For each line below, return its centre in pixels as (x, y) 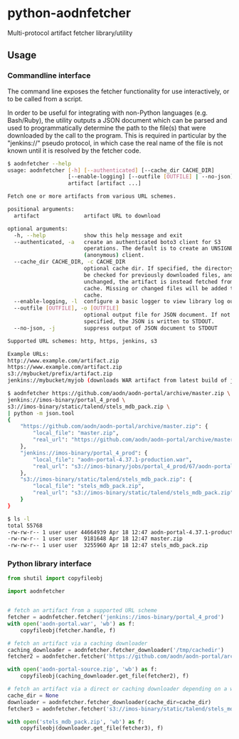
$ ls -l (19, 519)
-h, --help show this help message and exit (98, 235)
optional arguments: (38, 229)
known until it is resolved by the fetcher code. (74, 151)
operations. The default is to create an (146, 249)
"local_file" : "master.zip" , (76, 433)
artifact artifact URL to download (87, 215)
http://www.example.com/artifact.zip (63, 361)
